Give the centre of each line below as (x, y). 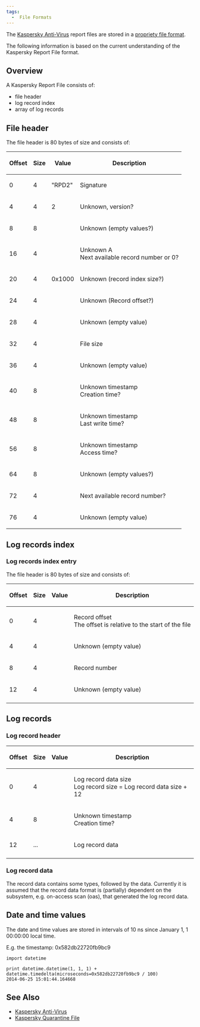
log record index (35, 103)
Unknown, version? (107, 207)
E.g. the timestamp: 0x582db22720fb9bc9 (59, 947)
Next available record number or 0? (129, 257)
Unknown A (96, 250)
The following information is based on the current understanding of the (93, 46)
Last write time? (102, 424)
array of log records (39, 109)
